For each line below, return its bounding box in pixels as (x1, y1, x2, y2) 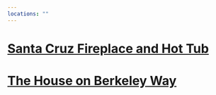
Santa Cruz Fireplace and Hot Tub (7, 40, 209, 56)
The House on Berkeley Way (7, 73, 177, 89)
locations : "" (7, 10, 50, 18)
